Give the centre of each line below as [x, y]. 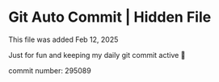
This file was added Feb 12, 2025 [63, 39]
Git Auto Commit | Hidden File [110, 17]
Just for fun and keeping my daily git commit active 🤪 [97, 55]
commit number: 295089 [50, 70]
